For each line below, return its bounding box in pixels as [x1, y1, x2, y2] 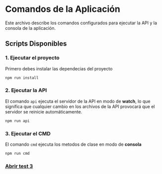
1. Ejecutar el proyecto [5, 55, 60, 61]
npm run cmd [5, 151, 30, 156]
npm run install [5, 75, 39, 80]
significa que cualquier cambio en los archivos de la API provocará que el [5, 103, 155, 110]
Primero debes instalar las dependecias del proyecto [5, 65, 113, 71]
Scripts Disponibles [5, 40, 67, 48]
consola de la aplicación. [5, 25, 56, 31]
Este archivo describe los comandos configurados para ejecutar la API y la [5, 20, 158, 26]
